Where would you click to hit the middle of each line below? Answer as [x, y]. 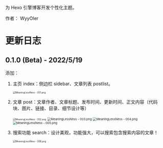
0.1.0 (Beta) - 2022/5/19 [44, 60]
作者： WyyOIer [22, 18]
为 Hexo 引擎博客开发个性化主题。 [41, 7]
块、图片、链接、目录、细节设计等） [51, 108]
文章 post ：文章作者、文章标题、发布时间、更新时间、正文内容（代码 [85, 102]
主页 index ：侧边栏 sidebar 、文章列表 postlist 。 [63, 84]
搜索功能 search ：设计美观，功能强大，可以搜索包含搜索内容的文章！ [85, 132]
